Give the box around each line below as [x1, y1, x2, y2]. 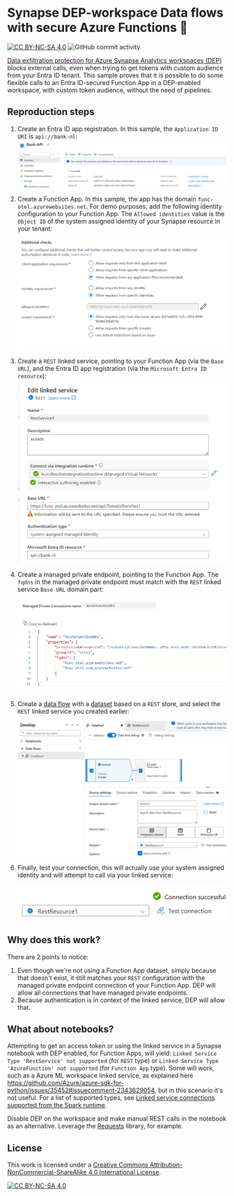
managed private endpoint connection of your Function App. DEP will [17, 981, 216, 989]
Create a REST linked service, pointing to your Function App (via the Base [17, 357, 224, 365]
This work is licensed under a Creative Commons [7, 1160, 148, 1169]
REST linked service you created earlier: [17, 707, 130, 715]
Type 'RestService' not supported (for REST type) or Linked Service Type [7, 1057, 219, 1065]
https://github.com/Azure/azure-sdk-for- [7, 1079, 124, 1087]
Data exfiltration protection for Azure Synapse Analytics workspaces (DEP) [7, 56, 222, 64]
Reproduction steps [7, 106, 95, 118]
